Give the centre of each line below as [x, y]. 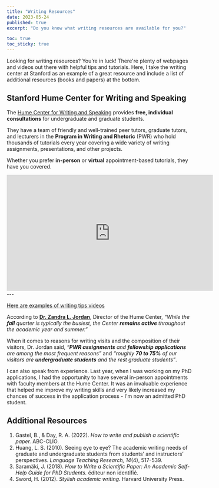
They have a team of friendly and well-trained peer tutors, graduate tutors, [97, 130]
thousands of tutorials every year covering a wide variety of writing [88, 143]
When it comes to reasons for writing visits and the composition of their [93, 341]
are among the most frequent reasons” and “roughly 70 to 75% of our [92, 353]
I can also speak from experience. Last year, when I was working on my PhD [99, 371]
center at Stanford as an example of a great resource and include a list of [95, 73]
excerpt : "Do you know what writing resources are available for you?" [96, 28]
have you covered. [29, 166]
